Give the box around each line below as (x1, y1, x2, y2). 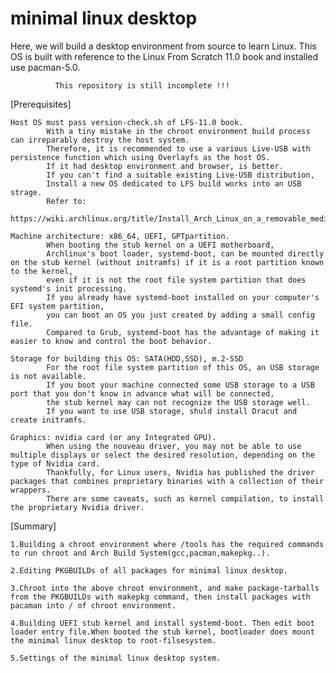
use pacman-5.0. (10, 61, 81, 73)
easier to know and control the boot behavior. (10, 336, 213, 346)
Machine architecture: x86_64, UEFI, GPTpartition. (10, 231, 230, 241)
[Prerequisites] (10, 98, 72, 110)
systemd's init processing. (10, 283, 128, 294)
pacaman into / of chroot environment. (10, 600, 177, 611)
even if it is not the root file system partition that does (46, 275, 307, 285)
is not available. (10, 371, 87, 381)
